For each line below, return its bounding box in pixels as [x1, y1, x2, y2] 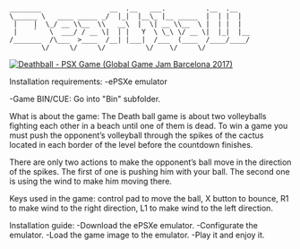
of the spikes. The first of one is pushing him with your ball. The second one [9, 167, 290, 176]
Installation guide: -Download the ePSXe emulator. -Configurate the [9, 220, 258, 230]
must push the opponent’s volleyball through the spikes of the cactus [9, 130, 264, 141]
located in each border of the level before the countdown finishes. [9, 140, 253, 150]
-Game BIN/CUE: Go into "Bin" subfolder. [9, 94, 161, 104]
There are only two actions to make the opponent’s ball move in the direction [9, 157, 292, 167]
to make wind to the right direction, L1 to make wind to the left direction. [9, 202, 273, 213]
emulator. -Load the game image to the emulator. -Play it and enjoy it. [9, 229, 265, 240]
